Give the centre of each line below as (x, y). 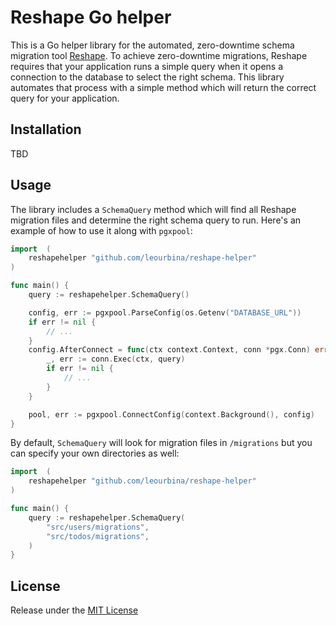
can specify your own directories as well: (95, 453)
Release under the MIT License (74, 610)
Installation (46, 129)
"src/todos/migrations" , (98, 536)
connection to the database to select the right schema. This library (147, 77)
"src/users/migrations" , (98, 527)
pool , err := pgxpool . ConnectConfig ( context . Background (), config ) (171, 414)
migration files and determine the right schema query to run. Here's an (156, 220)
